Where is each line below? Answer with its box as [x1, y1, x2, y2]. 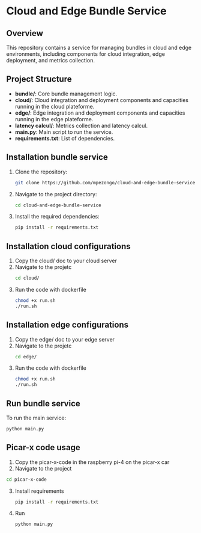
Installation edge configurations [6, 320, 129, 330]
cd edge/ [14, 354, 37, 360]
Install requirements [14, 487, 64, 495]
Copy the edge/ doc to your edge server [14, 336, 115, 343]
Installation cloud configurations [6, 241, 131, 251]
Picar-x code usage [6, 442, 81, 453]
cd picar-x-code [6, 476, 47, 483]
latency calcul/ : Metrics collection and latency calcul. [14, 122, 148, 129]
